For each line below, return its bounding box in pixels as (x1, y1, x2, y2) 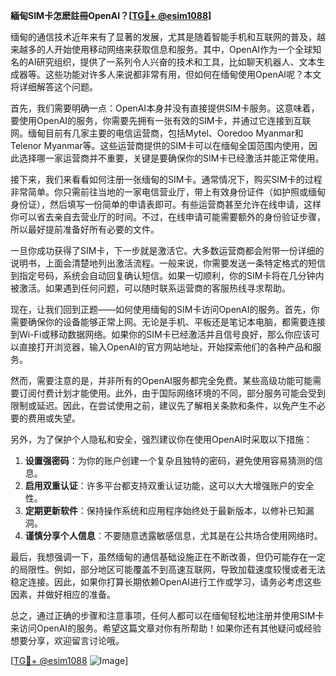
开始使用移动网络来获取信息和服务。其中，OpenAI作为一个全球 (53, 44, 313, 55)
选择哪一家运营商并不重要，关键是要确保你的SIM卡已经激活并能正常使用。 (18, 152, 325, 164)
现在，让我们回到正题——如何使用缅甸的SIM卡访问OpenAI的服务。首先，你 (10, 304, 320, 315)
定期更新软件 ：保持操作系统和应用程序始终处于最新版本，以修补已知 (24, 505, 306, 516)
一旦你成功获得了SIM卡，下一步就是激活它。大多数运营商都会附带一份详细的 (10, 245, 325, 256)
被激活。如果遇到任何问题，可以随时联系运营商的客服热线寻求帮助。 (10, 282, 291, 294)
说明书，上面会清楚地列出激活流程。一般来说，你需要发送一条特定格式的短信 (10, 257, 326, 269)
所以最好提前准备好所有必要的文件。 (10, 224, 160, 235)
